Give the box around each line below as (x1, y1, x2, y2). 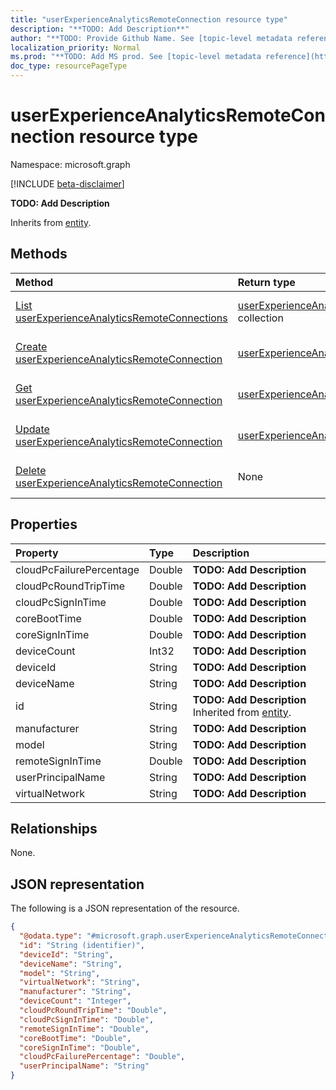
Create (15, 339, 48, 353)
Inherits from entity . (10, 216, 92, 228)
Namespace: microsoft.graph (10, 158, 131, 170)
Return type (237, 275, 296, 289)
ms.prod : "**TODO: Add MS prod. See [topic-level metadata (10, 52, 262, 62)
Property (15, 546, 59, 560)
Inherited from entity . (192, 705, 292, 719)
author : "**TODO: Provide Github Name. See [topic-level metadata (10, 33, 293, 43)
